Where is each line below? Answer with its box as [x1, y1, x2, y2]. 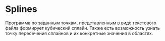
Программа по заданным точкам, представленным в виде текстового [5, 20, 156, 26]
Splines [5, 3, 37, 15]
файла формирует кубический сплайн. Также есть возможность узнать [5, 25, 160, 31]
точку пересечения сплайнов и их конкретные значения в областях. [5, 30, 153, 36]
